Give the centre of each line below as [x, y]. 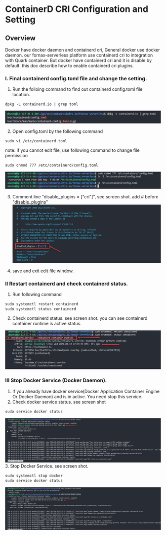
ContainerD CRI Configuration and [77, 9]
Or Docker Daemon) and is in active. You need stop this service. [77, 396]
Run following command [37, 295]
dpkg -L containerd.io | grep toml [42, 104]
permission [17, 155]
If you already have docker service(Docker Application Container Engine [86, 391]
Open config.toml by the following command [58, 131]
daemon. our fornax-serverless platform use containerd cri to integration [79, 55]
